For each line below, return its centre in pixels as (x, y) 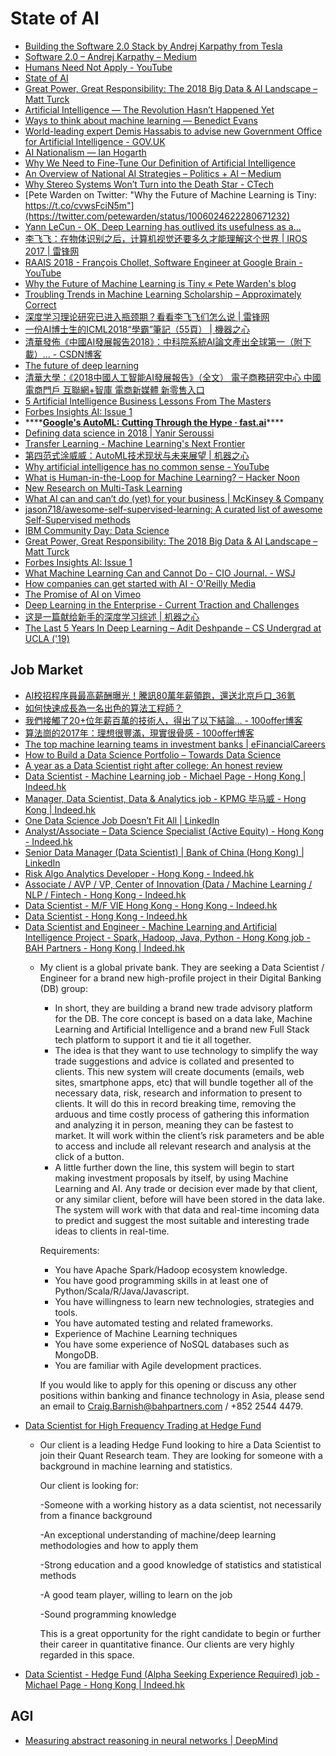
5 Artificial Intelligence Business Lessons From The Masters (148, 401)
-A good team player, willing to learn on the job (136, 1594)
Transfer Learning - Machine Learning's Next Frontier (135, 443)
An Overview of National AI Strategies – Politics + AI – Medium (153, 173)
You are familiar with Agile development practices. (158, 1365)
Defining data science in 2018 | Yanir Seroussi (119, 433)
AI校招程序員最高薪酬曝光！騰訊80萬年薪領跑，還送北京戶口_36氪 (160, 695)
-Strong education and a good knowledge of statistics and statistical (180, 1564)
